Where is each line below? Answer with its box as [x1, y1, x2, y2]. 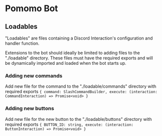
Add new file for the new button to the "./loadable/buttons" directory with [5, 116, 152, 122]
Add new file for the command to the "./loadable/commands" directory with [5, 83, 157, 89]
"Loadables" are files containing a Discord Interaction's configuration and [5, 35, 153, 41]
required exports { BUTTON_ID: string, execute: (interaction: [5, 121, 134, 127]
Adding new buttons [5, 105, 55, 112]
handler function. [5, 40, 40, 46]
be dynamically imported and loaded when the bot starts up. [5, 60, 127, 66]
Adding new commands [5, 72, 62, 79]
